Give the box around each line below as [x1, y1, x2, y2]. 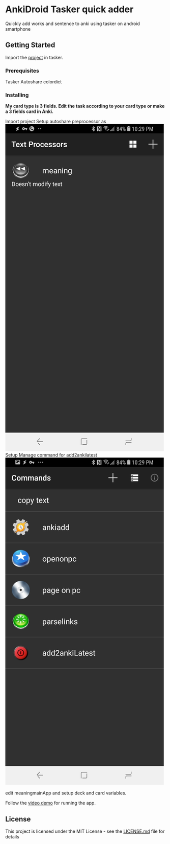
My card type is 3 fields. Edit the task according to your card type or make [5, 103, 165, 109]
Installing [5, 91, 29, 98]
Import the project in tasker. [5, 54, 64, 60]
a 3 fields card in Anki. [5, 108, 53, 115]
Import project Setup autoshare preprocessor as [5, 119, 106, 125]
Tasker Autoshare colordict [5, 79, 62, 85]
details [5, 834, 19, 840]
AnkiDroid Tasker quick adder [5, 4, 134, 15]
